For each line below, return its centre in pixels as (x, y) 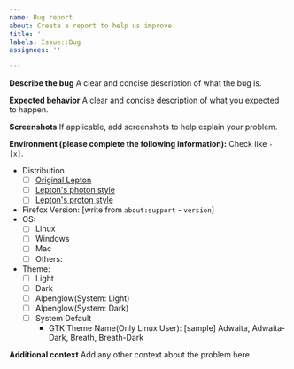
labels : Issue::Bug (45, 42)
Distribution (43, 171)
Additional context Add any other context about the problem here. (131, 354)
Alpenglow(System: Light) (82, 298)
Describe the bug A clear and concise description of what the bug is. (135, 83)
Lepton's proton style (74, 200)
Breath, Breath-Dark (107, 337)
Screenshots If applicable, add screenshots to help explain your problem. (143, 127)
